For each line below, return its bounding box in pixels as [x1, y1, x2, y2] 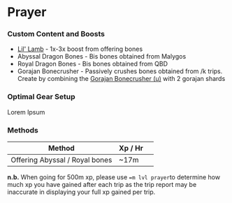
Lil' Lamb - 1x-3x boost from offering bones [17, 45, 143, 53]
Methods [7, 125, 38, 135]
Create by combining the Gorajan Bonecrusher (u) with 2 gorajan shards [17, 75, 226, 83]
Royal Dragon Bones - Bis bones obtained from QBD [17, 60, 168, 68]
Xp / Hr [118, 144, 143, 153]
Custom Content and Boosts [7, 29, 106, 39]
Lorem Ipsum [7, 107, 45, 116]
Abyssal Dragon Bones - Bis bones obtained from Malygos [17, 52, 187, 61]
